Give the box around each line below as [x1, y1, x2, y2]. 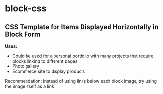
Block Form [5, 30, 41, 38]
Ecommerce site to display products [12, 68, 85, 74]
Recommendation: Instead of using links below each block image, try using [5, 78, 157, 84]
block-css [5, 3, 47, 14]
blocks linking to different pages [12, 58, 78, 64]
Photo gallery [12, 63, 39, 69]
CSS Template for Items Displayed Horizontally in [5, 23, 159, 31]
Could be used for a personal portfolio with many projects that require [12, 53, 154, 59]
